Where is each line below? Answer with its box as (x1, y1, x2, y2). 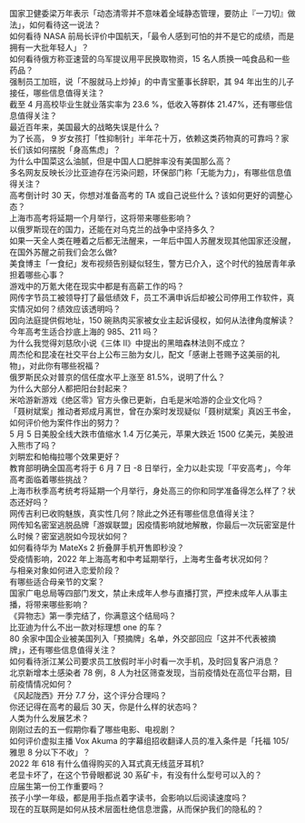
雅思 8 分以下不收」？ (9, 747, 91, 758)
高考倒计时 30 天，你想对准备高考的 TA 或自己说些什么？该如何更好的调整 (9, 190, 285, 200)
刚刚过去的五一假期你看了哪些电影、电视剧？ (9, 724, 177, 735)
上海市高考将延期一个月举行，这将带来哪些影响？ (9, 213, 192, 223)
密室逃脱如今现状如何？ (40, 531, 129, 541)
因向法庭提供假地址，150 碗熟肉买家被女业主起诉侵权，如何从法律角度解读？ (9, 315, 295, 326)
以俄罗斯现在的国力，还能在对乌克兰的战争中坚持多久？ (9, 224, 216, 235)
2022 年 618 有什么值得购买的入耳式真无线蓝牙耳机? (9, 758, 204, 768)
